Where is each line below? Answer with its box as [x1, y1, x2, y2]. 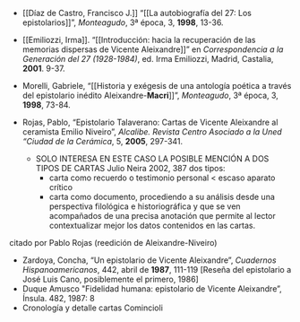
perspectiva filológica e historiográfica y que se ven [48, 201, 241, 212]
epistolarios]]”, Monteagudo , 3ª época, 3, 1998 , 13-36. [21, 17, 224, 28]
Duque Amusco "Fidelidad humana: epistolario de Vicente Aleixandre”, [21, 283, 282, 294]
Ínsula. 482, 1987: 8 [21, 293, 96, 303]
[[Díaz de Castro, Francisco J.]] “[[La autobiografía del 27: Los [21, 8, 253, 18]
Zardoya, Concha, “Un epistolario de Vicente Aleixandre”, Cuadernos [21, 255, 277, 265]
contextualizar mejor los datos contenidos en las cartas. [48, 220, 256, 231]
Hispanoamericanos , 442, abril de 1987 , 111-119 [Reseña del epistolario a [21, 265, 292, 274]
